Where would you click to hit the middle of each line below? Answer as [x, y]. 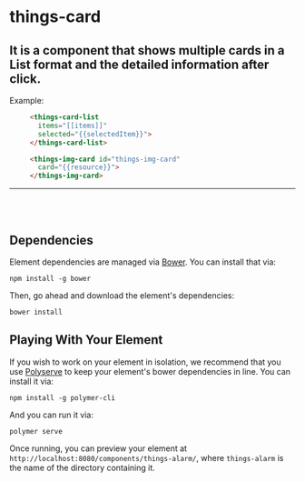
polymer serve [36, 431]
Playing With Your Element [86, 340]
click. [25, 79]
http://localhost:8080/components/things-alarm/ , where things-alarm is [147, 457]
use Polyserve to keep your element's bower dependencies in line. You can [150, 371]
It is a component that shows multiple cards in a [147, 50]
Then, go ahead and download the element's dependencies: [122, 295]
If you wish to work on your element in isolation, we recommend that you [145, 362]
